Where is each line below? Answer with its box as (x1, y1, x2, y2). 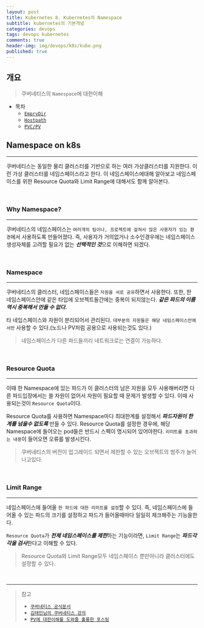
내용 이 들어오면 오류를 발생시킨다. (13, 435, 92, 443)
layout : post (6, 9, 39, 15)
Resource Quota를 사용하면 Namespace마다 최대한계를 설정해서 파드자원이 (6, 413, 187, 420)
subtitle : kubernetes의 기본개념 (6, 20, 85, 26)
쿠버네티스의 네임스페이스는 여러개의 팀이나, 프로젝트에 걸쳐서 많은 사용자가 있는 (6, 226, 188, 233)
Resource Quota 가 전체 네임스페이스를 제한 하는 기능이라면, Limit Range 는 (6, 531, 181, 539)
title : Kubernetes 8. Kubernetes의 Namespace (6, 15, 123, 21)
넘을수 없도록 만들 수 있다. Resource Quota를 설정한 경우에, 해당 (17, 420, 171, 427)
